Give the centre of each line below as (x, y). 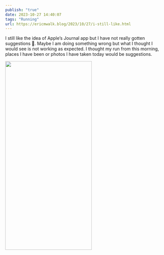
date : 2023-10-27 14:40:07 (33, 15)
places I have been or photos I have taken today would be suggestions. (79, 54)
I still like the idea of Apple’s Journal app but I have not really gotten (75, 38)
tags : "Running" (22, 19)
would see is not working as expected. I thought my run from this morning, (82, 49)
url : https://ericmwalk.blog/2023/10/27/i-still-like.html (68, 24)
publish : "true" (22, 10)
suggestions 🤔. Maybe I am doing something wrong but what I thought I (79, 44)
